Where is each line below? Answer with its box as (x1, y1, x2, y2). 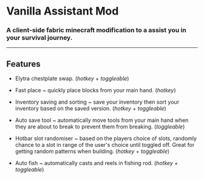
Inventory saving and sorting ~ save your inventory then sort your (15, 98, 180, 106)
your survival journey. (6, 33, 73, 42)
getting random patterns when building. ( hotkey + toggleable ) (15, 147, 170, 155)
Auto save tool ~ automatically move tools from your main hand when (15, 117, 189, 124)
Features (6, 59, 41, 69)
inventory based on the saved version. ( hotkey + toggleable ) (15, 105, 167, 112)
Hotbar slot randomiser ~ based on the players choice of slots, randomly (15, 135, 197, 142)
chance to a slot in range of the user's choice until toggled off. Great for (15, 141, 195, 149)
